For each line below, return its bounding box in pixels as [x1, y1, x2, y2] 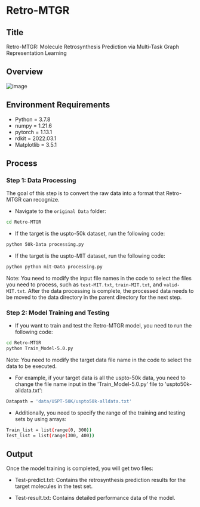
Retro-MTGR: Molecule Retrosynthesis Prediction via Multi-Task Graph [6, 43, 180, 50]
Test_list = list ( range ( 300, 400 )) [6, 432, 95, 438]
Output [6, 449, 33, 459]
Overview [6, 67, 44, 77]
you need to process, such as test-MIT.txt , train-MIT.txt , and [6, 281, 162, 288]
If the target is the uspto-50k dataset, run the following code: [14, 230, 165, 237]
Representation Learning [6, 50, 67, 57]
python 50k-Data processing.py [6, 242, 84, 248]
